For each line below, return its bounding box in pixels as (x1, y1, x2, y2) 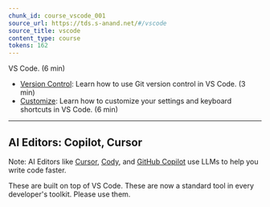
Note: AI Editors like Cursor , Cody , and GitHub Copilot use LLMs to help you (8, 156, 259, 166)
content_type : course (8, 34, 81, 43)
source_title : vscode (8, 26, 81, 34)
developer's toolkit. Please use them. (8, 189, 131, 199)
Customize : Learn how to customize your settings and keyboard (19, 96, 232, 106)
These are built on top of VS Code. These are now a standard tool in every (8, 181, 255, 190)
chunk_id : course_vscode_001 (8, 11, 106, 20)
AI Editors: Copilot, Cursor (8, 136, 143, 149)
